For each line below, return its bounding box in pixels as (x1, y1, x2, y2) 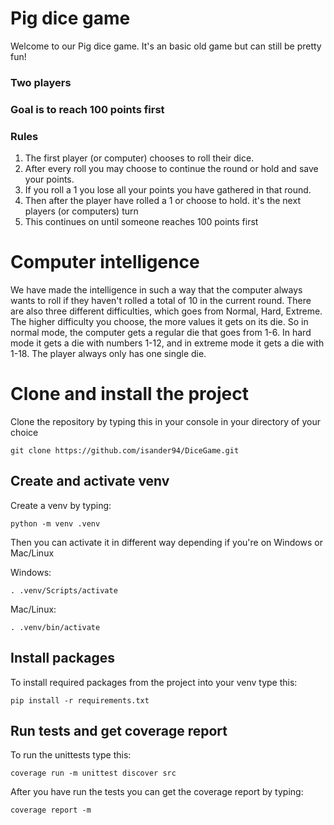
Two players (10, 75, 72, 89)
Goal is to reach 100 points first (10, 102, 165, 116)
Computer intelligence (10, 251, 200, 274)
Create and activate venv (10, 473, 170, 490)
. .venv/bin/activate (10, 622, 101, 632)
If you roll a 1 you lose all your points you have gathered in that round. (24, 184, 312, 196)
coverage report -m (10, 805, 92, 816)
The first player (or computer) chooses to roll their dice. (24, 152, 255, 164)
